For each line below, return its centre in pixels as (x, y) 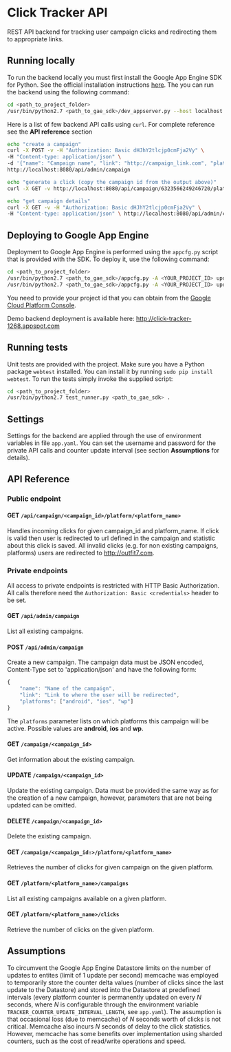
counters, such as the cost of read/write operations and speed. (97, 1041)
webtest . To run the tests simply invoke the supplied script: (90, 379)
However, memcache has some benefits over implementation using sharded (115, 1033)
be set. (17, 600)
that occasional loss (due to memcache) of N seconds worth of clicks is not (114, 1019)
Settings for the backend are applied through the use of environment (104, 436)
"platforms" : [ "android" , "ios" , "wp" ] (77, 701)
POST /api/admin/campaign (45, 647)
